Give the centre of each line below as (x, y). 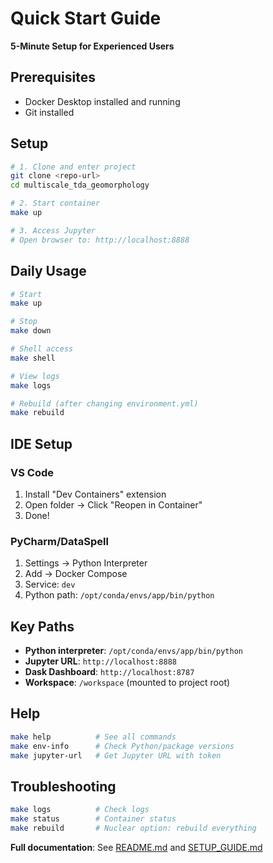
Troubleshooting (63, 786)
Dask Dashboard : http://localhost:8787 (109, 672)
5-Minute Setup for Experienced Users (92, 46)
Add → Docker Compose (76, 574)
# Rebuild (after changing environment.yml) (104, 403)
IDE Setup (41, 443)
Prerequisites (53, 77)
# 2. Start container (55, 203)
